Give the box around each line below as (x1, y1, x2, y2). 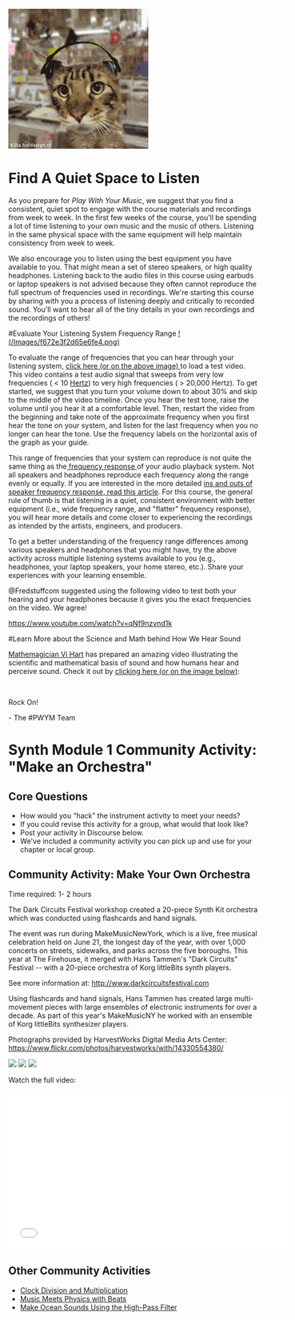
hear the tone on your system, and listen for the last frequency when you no (8, 421, 258, 430)
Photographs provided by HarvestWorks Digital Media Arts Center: (8, 1035, 228, 1044)
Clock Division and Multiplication (19, 1285, 128, 1295)
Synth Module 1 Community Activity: (8, 741, 257, 760)
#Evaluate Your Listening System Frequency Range (8, 329, 177, 338)
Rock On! (8, 697, 38, 707)
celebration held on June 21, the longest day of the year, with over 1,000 (8, 937, 246, 947)
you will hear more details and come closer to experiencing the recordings (8, 512, 253, 522)
